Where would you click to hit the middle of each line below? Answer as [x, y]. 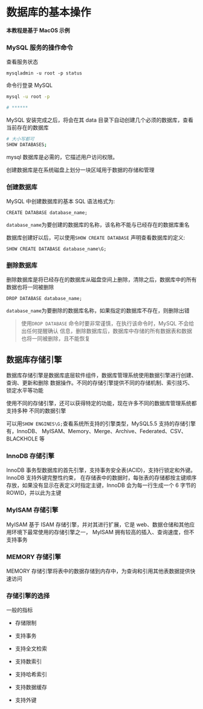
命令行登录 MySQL [30, 85]
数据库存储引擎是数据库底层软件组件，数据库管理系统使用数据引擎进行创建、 [101, 375]
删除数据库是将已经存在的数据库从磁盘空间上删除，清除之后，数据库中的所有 [101, 279]
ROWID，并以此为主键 [34, 493]
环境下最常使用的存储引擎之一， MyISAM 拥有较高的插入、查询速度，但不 [103, 532]
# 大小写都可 [20, 139]
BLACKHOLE [22, 439]
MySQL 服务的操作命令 [40, 47]
